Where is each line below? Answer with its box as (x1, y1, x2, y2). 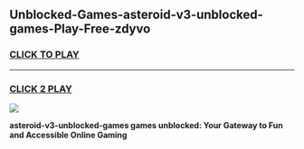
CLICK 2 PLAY (9, 82, 72, 95)
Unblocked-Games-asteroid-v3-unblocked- (9, 7, 264, 23)
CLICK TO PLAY (9, 49, 80, 61)
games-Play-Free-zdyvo (9, 22, 151, 37)
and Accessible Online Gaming (9, 129, 128, 140)
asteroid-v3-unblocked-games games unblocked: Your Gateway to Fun (9, 119, 283, 130)
